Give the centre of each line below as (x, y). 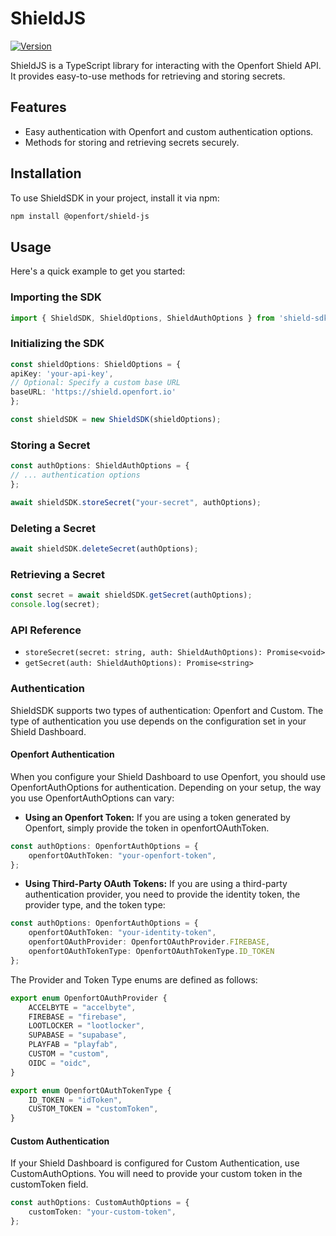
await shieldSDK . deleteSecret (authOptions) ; (104, 549)
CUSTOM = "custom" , (69, 1054)
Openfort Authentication (62, 754)
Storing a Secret (50, 445)
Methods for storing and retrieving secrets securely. (132, 142)
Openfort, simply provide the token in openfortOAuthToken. (147, 828)
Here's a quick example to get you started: (98, 271)
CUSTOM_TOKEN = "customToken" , (93, 1109)
